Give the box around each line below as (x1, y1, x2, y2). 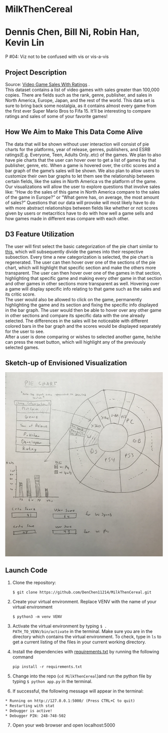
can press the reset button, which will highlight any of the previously (5, 339, 146, 345)
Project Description (5, 68, 67, 77)
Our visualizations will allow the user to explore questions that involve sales (5, 184, 160, 190)
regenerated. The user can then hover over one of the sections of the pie (5, 259, 156, 265)
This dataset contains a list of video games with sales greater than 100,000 (5, 87, 160, 93)
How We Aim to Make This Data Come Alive (5, 128, 143, 136)
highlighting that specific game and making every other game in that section (5, 275, 162, 281)
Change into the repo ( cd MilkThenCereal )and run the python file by (12, 673, 151, 679)
